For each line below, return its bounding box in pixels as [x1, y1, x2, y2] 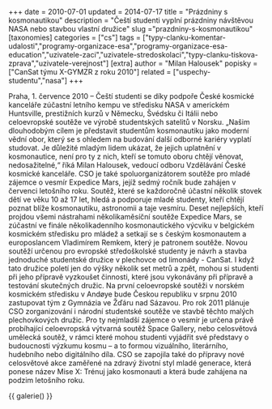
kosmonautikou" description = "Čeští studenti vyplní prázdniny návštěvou [8, 15, 253, 25]
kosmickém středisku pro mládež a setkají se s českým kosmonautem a [8, 229, 247, 238]
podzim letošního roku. [8, 376, 85, 385]
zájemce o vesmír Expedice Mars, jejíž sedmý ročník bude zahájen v [8, 177, 236, 187]
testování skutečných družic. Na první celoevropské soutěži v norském [8, 281, 244, 290]
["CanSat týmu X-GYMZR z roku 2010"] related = [8, 67, 172, 76]
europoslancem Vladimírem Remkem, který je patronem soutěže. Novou [8, 238, 249, 247]
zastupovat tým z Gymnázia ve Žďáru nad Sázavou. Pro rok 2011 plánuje [8, 298, 249, 307]
